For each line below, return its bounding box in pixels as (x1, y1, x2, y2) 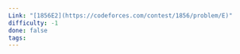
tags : (8, 33, 26, 42)
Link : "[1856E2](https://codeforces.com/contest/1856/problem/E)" (8, 11, 233, 20)
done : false (8, 26, 48, 34)
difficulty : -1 (8, 19, 59, 27)
